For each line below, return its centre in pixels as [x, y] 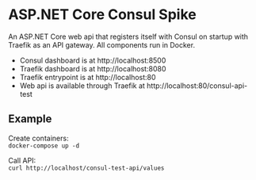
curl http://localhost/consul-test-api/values [86, 168]
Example [30, 119]
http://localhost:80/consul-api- [197, 86]
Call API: [22, 160]
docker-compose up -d [44, 146]
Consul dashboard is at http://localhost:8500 [93, 60]
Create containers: [38, 138]
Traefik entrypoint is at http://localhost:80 [88, 77]
